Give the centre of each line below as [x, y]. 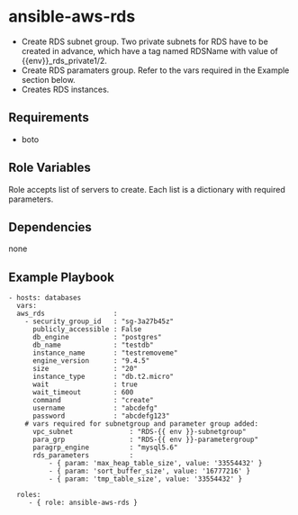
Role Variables [50, 168]
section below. [48, 79]
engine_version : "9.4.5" [91, 361]
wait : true [85, 384]
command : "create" [93, 401]
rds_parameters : [83, 456]
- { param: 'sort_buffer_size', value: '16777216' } [149, 471]
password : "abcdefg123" [101, 416]
